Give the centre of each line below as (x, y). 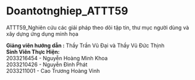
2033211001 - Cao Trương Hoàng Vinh (53, 70)
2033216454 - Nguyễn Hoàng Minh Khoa (57, 58)
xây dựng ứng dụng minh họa (42, 33)
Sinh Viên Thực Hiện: (33, 51)
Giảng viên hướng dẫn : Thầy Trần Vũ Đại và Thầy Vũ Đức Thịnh (86, 45)
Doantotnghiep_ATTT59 (67, 11)
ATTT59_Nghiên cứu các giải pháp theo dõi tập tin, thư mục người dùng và (98, 27)
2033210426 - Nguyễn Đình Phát (47, 64)
